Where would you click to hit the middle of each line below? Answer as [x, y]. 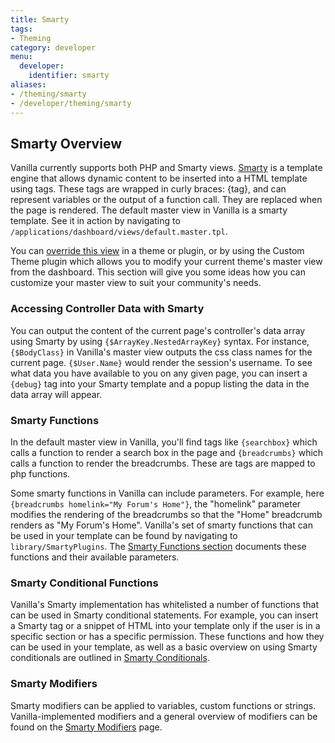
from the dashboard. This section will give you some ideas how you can [158, 272]
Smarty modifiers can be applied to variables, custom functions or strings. [163, 705]
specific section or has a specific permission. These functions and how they [167, 637]
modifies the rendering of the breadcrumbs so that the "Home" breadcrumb [166, 514]
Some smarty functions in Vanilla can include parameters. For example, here [167, 493]
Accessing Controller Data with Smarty [107, 309]
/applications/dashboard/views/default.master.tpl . [119, 232]
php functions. [40, 473]
